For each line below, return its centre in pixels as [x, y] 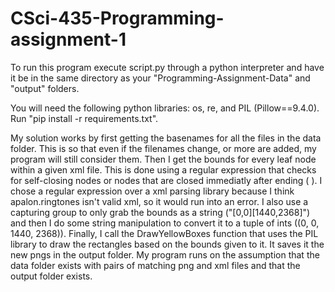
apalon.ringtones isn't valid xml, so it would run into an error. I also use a [159, 201]
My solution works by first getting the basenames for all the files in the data [166, 138]
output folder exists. [51, 276]
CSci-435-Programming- [117, 18]
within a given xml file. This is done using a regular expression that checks [163, 169]
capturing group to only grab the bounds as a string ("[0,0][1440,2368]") [160, 212]
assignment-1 [68, 39]
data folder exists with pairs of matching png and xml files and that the [155, 265]
